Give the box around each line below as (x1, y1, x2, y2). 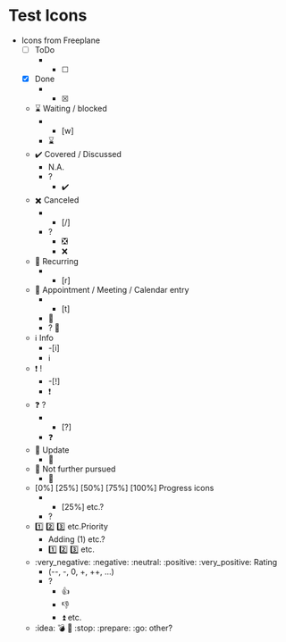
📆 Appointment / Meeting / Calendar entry (34, 285, 189, 296)
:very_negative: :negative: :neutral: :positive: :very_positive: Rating (34, 557, 278, 568)
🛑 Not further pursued (34, 463, 116, 474)
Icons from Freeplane (21, 35, 100, 46)
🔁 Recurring (34, 256, 80, 267)
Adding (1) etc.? (47, 534, 105, 545)
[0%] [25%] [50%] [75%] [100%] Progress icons (34, 483, 214, 494)
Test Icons (8, 5, 88, 26)
